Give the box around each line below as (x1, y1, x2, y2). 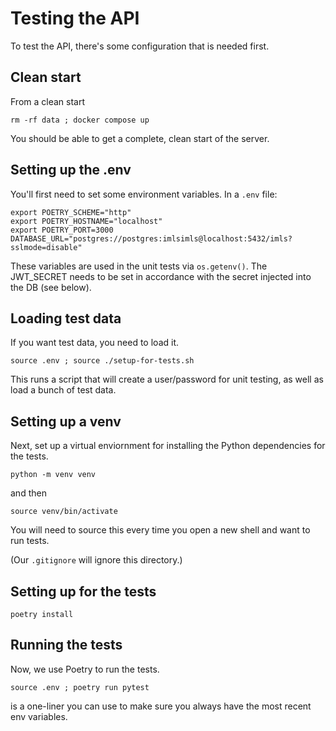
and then (10, 487, 47, 499)
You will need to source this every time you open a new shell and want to (10, 524, 311, 536)
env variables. (10, 710, 68, 722)
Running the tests (10, 637, 123, 654)
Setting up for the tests (10, 583, 157, 600)
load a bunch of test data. (10, 384, 117, 396)
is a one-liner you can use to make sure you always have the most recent (10, 700, 312, 712)
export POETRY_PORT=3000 (10, 225, 114, 235)
